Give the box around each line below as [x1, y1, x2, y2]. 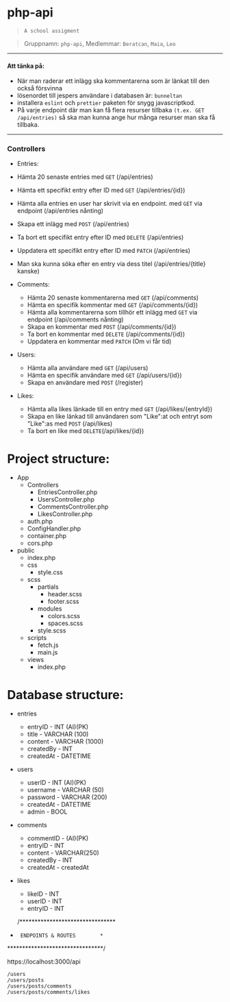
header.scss [47, 590, 82, 598]
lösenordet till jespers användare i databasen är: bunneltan [16, 91, 183, 100]
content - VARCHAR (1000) [27, 737, 104, 746]
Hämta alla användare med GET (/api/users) [27, 364, 149, 372]
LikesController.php [37, 510, 93, 518]
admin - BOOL [27, 807, 68, 816]
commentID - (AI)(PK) [27, 834, 89, 842]
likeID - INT [27, 890, 60, 899]
